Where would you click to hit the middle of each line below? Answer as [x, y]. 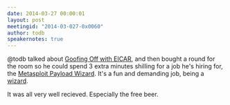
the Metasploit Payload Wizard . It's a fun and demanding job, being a [106, 74]
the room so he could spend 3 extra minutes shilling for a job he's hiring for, [115, 66]
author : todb [26, 33]
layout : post [26, 20]
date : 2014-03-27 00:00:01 [46, 13]
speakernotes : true [35, 39]
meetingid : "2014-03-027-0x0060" [55, 26]
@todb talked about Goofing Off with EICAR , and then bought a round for [111, 59]
